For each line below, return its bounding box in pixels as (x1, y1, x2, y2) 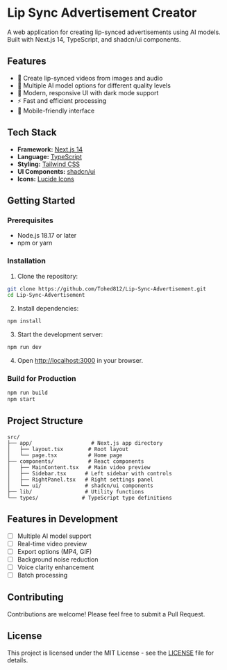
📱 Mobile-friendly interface (17, 106, 95, 115)
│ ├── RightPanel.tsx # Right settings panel (7, 476, 154, 483)
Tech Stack (7, 126, 57, 138)
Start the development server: (17, 330, 103, 338)
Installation (7, 256, 47, 265)
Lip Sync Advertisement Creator (7, 5, 197, 21)
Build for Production (7, 373, 76, 383)
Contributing (7, 591, 64, 603)
